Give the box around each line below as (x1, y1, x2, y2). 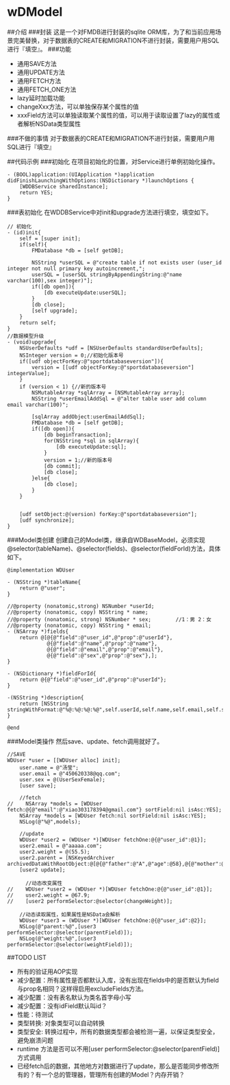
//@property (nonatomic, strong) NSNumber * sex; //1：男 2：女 (7, 616, 212, 623)
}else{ (31, 475, 51, 482)
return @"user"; (19, 585, 66, 592)
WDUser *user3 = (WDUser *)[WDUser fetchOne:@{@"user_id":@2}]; (19, 917, 207, 924)
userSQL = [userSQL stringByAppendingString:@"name (31, 271, 183, 278)
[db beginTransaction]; (43, 431, 112, 438)
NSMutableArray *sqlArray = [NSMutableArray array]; (31, 389, 186, 396)
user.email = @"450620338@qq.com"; (19, 770, 121, 777)
